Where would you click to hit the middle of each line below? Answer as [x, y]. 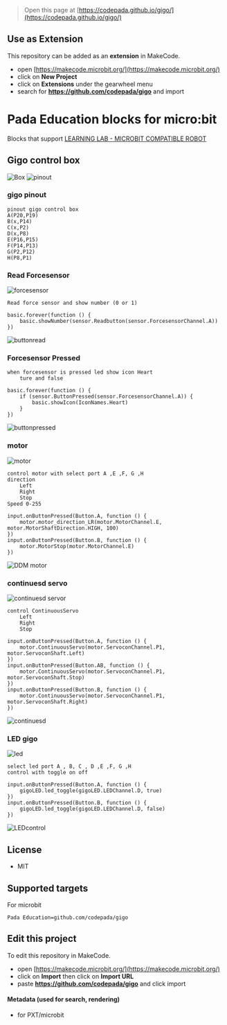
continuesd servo [37, 583]
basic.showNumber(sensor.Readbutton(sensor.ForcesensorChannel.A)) [119, 322]
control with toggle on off [48, 773]
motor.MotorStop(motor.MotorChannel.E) [77, 546]
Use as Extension [45, 39]
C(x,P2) [18, 227]
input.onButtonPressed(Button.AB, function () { [79, 666]
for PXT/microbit [40, 1015]
